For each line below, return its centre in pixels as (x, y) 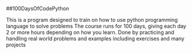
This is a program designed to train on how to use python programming (92, 20)
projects (16, 45)
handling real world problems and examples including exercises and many (95, 38)
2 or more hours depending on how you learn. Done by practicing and (90, 32)
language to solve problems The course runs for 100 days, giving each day (96, 26)
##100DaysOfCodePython (37, 9)
